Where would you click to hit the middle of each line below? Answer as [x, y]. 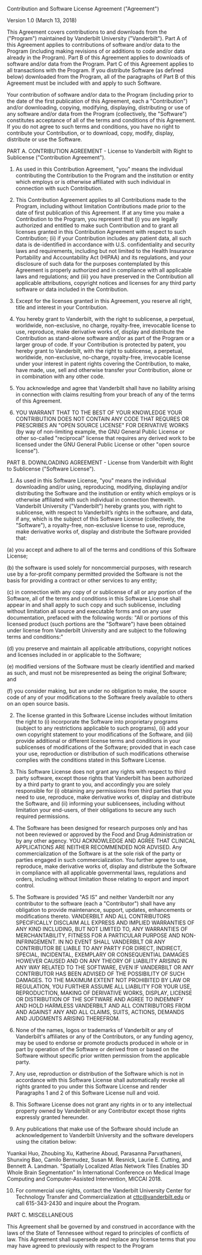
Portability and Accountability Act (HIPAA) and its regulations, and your [103, 257]
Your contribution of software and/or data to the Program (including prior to [100, 95]
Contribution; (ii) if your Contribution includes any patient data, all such [103, 238]
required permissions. [43, 816]
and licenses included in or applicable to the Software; [74, 655]
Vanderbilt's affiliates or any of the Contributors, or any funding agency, [105, 1037]
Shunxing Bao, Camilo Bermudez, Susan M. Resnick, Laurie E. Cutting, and [99, 1160]
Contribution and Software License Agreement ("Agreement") [83, 9]
